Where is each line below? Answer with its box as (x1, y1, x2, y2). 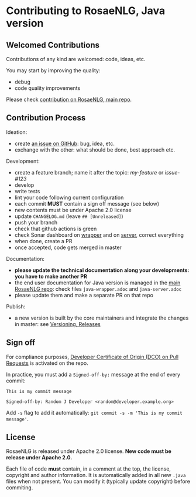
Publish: (6, 303, 26, 310)
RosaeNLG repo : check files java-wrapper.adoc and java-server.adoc (14, 285, 182, 292)
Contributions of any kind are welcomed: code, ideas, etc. (6, 56, 146, 62)
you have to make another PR (14, 273, 88, 280)
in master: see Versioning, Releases (14, 320, 101, 327)
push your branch (14, 219, 57, 226)
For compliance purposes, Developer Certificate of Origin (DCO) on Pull (6, 353, 179, 360)
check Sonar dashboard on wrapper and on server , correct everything (14, 231, 184, 239)
